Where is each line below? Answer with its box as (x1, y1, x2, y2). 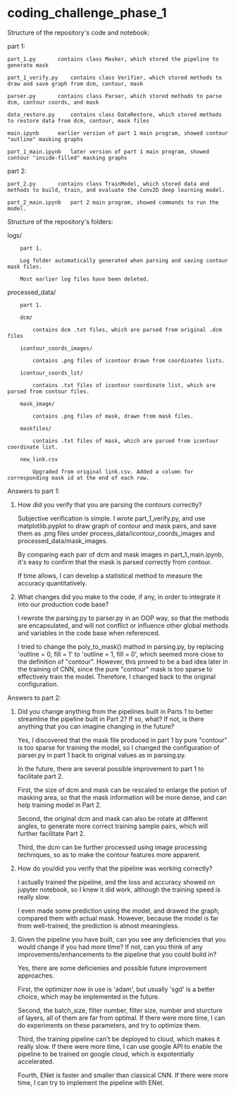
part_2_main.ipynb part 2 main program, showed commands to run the (7, 199, 219, 206)
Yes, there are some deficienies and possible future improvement (17, 964, 207, 972)
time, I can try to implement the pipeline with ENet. (17, 1078, 164, 1087)
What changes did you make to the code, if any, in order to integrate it (17, 592, 221, 601)
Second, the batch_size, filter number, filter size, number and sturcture (17, 1006, 223, 1014)
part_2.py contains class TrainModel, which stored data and (7, 180, 210, 188)
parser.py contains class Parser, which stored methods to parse (7, 92, 222, 99)
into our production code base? (17, 600, 109, 608)
